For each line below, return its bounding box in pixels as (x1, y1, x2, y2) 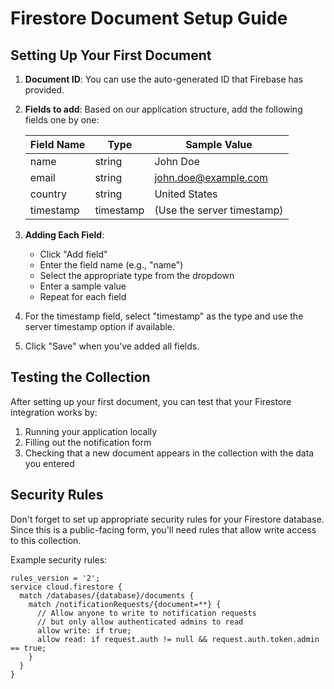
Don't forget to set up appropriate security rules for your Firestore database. (10, 513, 325, 525)
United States (154, 187, 218, 201)
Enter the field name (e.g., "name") (39, 259, 184, 271)
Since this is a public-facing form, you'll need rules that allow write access (10, 523, 317, 536)
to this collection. (10, 534, 82, 546)
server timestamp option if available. (24, 321, 176, 332)
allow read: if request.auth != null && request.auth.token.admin (36, 634, 320, 644)
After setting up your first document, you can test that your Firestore (10, 395, 292, 407)
